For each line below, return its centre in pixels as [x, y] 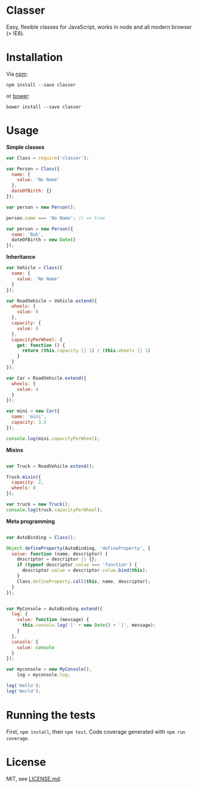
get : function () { [41, 345]
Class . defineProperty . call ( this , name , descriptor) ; [84, 581]
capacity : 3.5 [29, 422]
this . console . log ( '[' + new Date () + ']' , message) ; [89, 625]
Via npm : [17, 74]
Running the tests [51, 715]
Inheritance [21, 257]
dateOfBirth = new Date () [44, 240]
